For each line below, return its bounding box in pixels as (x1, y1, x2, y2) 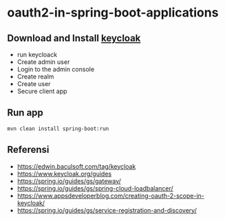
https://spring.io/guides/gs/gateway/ (17, 177, 122, 185)
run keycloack (17, 50, 57, 59)
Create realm (17, 72, 54, 81)
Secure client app (17, 87, 67, 95)
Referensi (7, 144, 50, 156)
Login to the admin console (17, 65, 95, 73)
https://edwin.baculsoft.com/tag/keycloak (17, 162, 136, 170)
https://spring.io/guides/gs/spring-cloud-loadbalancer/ (17, 184, 173, 192)
